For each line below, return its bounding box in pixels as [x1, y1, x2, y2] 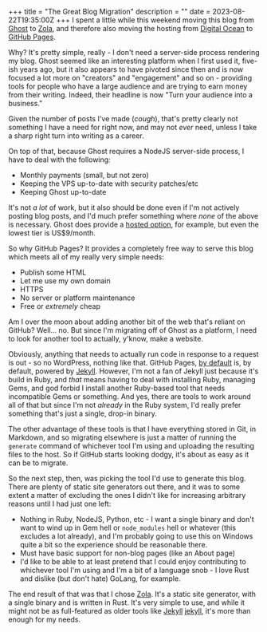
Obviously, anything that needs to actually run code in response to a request [8, 350, 259, 358]
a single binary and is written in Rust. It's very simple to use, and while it [8, 598, 245, 607]
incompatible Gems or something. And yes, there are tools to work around [8, 392, 251, 401]
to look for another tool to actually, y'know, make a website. [8, 334, 204, 343]
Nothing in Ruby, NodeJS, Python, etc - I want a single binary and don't [19, 515, 255, 523]
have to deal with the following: [8, 155, 111, 164]
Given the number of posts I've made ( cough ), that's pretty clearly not [8, 114, 238, 123]
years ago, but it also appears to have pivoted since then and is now [19, 65, 244, 74]
